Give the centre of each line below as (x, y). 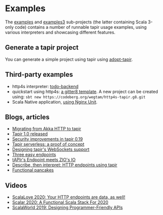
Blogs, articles (27, 117)
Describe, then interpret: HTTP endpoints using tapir (65, 165)
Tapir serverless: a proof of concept (48, 144)
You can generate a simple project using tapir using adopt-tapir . (69, 59)
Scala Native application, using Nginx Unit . (55, 102)
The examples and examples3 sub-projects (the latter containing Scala (76, 22)
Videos (16, 185)
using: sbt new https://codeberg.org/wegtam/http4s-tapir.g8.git (79, 97)
